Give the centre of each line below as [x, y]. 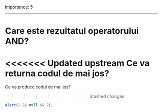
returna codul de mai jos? [57, 74]
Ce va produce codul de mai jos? [38, 87]
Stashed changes [107, 97]
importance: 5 [19, 7]
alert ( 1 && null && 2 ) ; [29, 105]
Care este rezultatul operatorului [72, 31]
